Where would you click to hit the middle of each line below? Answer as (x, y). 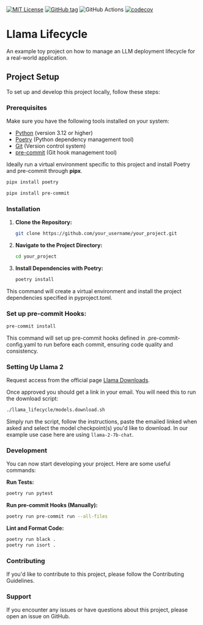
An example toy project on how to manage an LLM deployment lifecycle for (101, 51)
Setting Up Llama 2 (35, 367)
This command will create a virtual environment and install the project (94, 291)
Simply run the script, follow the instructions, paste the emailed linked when (102, 422)
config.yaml (21, 344)
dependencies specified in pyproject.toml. (59, 297)
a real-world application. (37, 58)
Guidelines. (20, 581)
